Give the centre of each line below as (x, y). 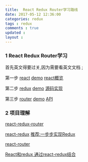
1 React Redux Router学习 (37, 55)
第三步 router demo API (29, 99)
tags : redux (19, 24)
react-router (18, 144)
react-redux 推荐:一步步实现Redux (40, 134)
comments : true (22, 28)
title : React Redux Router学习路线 (42, 10)
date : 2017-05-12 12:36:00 (33, 14)
